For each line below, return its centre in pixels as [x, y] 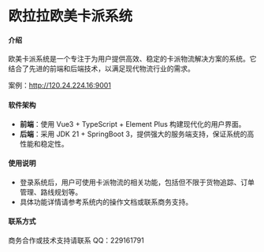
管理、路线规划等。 [51, 192]
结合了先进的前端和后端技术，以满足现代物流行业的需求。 [101, 69]
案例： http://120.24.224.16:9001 [60, 85]
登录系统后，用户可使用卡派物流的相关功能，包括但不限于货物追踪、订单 [137, 182]
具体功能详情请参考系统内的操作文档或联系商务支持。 [106, 202]
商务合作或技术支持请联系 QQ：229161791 [76, 240]
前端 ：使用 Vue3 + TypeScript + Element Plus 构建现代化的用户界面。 [132, 124]
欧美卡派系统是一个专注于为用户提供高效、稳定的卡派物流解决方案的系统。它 [132, 59]
